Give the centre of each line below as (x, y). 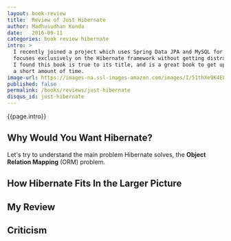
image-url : (23, 77)
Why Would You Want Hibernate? (80, 138)
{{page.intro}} (27, 116)
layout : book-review (37, 13)
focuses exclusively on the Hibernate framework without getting (109, 59)
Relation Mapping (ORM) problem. (56, 162)
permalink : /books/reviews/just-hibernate (69, 90)
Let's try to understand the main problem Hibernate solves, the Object (107, 154)
